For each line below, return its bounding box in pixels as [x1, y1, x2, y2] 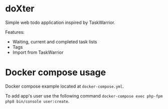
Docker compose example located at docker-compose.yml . [5, 83, 124, 89]
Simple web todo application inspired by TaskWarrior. [5, 19, 115, 25]
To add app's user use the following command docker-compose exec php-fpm [5, 93, 163, 99]
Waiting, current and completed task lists [12, 38, 97, 45]
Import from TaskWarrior [12, 49, 64, 55]
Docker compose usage [5, 67, 106, 78]
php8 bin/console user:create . [5, 98, 70, 104]
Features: [5, 29, 25, 35]
